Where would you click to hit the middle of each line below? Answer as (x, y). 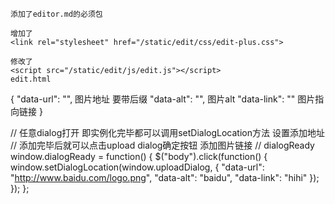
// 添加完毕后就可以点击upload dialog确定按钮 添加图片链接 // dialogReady (162, 145)
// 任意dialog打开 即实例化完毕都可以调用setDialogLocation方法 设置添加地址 (167, 132)
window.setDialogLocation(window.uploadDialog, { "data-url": (137, 167)
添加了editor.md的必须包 (56, 14)
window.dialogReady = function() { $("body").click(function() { (139, 156)
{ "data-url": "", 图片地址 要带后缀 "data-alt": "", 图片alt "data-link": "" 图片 (163, 99)
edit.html (31, 79)
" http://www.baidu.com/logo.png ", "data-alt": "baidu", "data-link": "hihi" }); (165, 177)
